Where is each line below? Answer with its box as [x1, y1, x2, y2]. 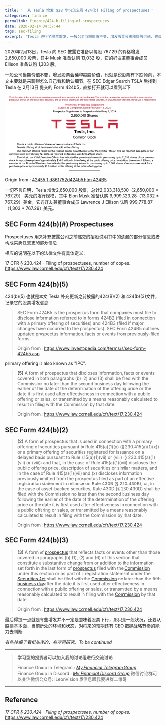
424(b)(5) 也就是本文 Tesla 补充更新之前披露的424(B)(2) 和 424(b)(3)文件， [5, 293, 160, 299]
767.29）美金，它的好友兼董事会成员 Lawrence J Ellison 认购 [5, 199, 129, 205]
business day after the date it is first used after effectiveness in [17, 580, 145, 586]
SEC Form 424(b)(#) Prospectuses [5, 220, 114, 229]
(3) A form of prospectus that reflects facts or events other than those [17, 549, 160, 555]
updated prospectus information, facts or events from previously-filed [17, 331, 160, 337]
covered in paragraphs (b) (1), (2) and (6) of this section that [17, 554, 140, 560]
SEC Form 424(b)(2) [5, 426, 69, 434]
